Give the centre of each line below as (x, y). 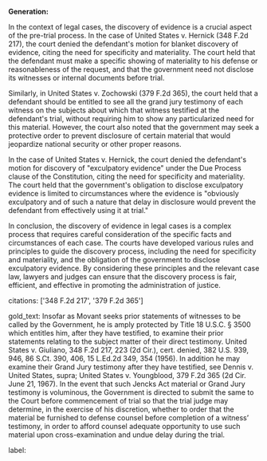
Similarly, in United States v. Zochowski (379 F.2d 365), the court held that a (133, 93)
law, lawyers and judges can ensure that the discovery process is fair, (123, 277)
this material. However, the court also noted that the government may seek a (134, 127)
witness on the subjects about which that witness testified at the (114, 110)
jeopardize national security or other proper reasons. (95, 144)
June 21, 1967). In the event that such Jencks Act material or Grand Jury (127, 384)
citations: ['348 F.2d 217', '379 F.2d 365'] (76, 301)
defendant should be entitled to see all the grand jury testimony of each (126, 102)
